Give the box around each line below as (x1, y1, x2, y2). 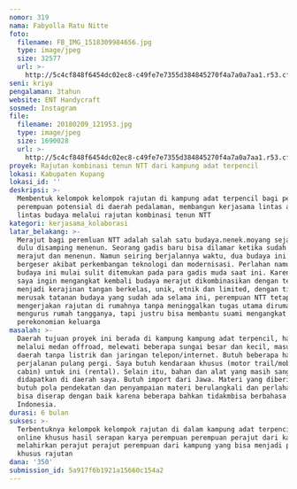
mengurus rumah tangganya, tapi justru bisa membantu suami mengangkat (17, 309, 287, 319)
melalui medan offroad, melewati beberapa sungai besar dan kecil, (17, 342, 271, 351)
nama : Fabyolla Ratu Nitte (9, 21, 109, 30)
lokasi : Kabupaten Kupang (9, 169, 104, 178)
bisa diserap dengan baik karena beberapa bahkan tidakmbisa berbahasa (17, 392, 287, 401)
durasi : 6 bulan (9, 408, 69, 417)
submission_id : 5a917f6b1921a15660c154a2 (9, 466, 164, 475)
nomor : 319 (9, 12, 49, 22)
